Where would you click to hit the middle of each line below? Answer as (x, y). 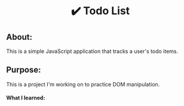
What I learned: (26, 98)
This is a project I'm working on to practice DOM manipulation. (83, 84)
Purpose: (24, 70)
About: (19, 37)
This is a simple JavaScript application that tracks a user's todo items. (92, 51)
